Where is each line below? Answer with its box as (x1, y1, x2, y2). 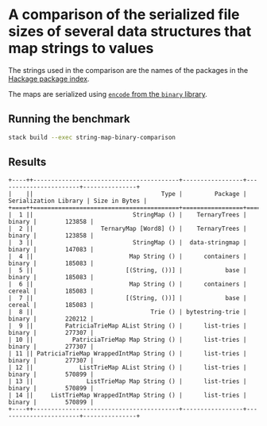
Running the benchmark (8, 113, 130, 126)
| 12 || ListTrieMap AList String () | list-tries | (8, 363, 247, 372)
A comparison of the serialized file (8, 6, 240, 24)
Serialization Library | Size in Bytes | (8, 197, 148, 205)
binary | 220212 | (8, 315, 94, 323)
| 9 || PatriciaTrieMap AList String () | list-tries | (8, 322, 247, 330)
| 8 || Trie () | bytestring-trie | (8, 308, 247, 317)
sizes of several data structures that (8, 22, 252, 40)
